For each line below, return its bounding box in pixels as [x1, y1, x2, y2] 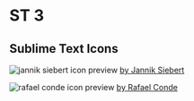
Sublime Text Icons [9, 41, 119, 56]
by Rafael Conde [116, 82, 178, 92]
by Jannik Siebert [119, 64, 185, 75]
